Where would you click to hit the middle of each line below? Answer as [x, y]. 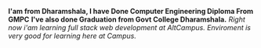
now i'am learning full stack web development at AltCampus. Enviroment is [129, 27]
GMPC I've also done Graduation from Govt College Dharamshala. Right [127, 19]
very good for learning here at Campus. [72, 36]
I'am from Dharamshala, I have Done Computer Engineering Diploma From [131, 11]
